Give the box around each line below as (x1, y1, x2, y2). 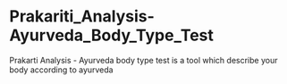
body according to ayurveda (9, 64, 114, 75)
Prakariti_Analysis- (9, 6, 155, 27)
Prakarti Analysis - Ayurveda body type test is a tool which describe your (9, 55, 278, 65)
